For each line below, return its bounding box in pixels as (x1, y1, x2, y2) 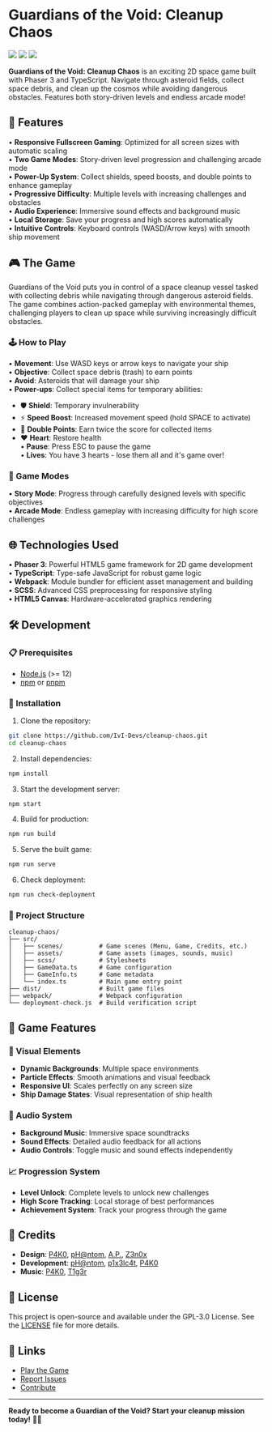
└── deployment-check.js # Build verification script (8, 999, 198, 1008)
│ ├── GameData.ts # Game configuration (8, 964, 172, 972)
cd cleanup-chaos (8, 739, 67, 747)
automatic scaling (8, 146, 68, 156)
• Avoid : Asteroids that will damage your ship (8, 375, 160, 386)
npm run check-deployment (8, 891, 96, 899)
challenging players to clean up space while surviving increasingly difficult (8, 308, 257, 318)
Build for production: (19, 814, 89, 824)
